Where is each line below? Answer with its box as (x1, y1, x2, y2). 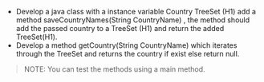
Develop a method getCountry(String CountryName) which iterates (15, 41, 238, 50)
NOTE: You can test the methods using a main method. (23, 64, 206, 74)
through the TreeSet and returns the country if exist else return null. (15, 49, 240, 58)
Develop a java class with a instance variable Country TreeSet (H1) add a (15, 7, 257, 16)
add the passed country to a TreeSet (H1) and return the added (15, 24, 225, 33)
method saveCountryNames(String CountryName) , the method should (15, 15, 250, 25)
